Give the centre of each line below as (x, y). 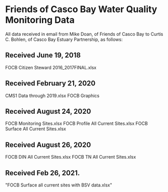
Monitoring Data (40, 20)
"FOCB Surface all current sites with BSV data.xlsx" (59, 185)
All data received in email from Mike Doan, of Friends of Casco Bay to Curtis (84, 34)
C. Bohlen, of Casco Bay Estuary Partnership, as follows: (64, 39)
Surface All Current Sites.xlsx (36, 129)
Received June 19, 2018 (43, 55)
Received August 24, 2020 (48, 111)
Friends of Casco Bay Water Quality (81, 9)
